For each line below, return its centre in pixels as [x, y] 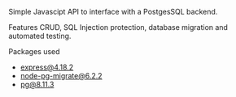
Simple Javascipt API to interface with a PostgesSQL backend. [113, 12]
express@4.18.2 [47, 67]
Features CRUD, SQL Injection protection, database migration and [118, 27]
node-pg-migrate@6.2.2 [61, 76]
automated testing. [40, 36]
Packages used [34, 51]
